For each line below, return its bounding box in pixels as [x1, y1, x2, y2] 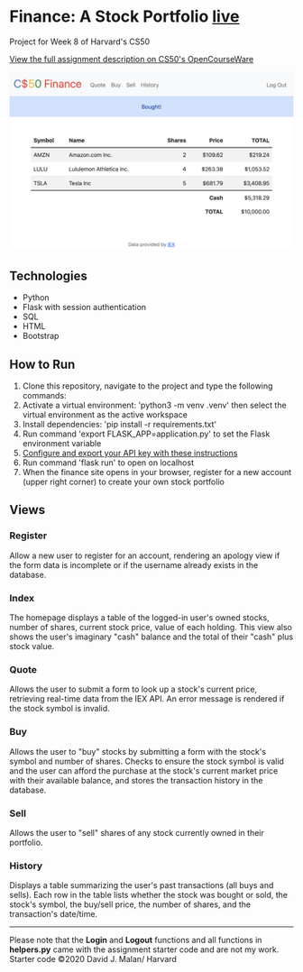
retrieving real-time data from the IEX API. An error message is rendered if [9, 693, 285, 704]
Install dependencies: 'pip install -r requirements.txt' [22, 419, 217, 430]
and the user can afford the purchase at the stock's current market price [9, 765, 279, 776]
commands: [22, 390, 67, 401]
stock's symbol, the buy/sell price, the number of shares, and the [9, 899, 251, 910]
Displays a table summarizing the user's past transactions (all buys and [9, 880, 274, 891]
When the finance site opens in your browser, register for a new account [22, 467, 292, 478]
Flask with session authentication [22, 302, 147, 313]
